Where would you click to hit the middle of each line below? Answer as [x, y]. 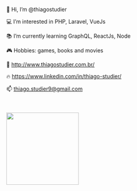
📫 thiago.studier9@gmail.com [45, 89]
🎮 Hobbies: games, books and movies [55, 50]
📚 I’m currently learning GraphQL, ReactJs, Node [68, 36]
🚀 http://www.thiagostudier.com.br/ [51, 64]
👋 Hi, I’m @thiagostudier [37, 9]
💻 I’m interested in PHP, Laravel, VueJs [56, 22]
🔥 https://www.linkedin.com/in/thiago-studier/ [64, 76]
